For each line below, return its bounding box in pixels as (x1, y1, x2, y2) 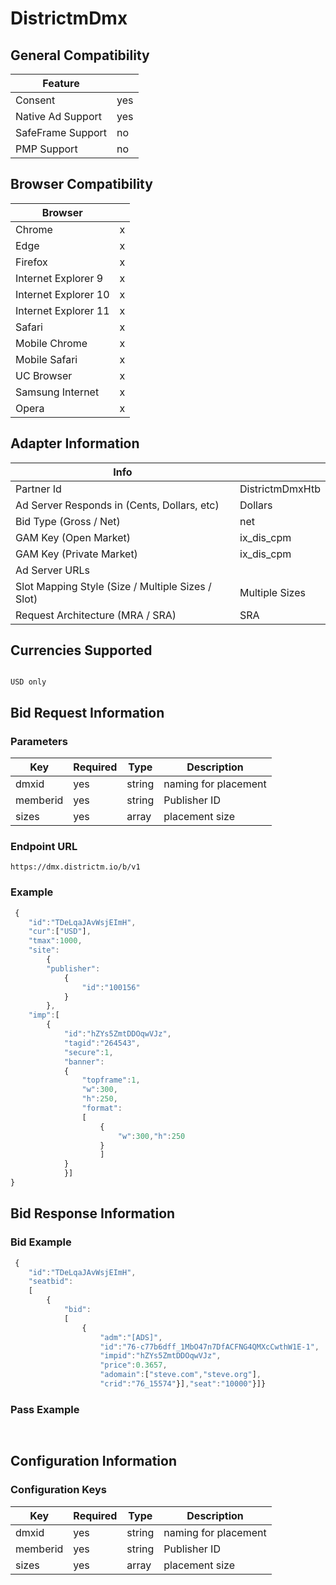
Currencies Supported (10, 642, 153, 659)
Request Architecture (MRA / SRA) (15, 608, 177, 622)
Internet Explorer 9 (15, 271, 104, 285)
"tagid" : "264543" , (63, 1038, 141, 1048)
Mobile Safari (15, 352, 78, 366)
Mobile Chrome (15, 336, 88, 350)
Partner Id (15, 482, 62, 496)
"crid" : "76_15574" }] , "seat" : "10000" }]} (99, 1379, 267, 1389)
